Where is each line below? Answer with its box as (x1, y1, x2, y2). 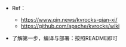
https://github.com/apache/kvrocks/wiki (20, 22, 120, 29)
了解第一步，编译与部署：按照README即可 (11, 35, 118, 42)
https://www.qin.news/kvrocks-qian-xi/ (20, 16, 118, 23)
